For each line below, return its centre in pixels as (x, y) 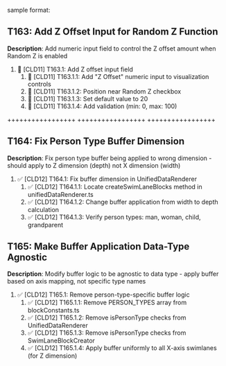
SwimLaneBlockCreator (61, 341)
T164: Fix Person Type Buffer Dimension (96, 141)
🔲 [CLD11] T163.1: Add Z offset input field (75, 69)
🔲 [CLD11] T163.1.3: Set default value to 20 (88, 98)
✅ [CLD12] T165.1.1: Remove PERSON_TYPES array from (107, 303)
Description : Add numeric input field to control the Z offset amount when (112, 49)
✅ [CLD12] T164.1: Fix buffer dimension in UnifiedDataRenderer (107, 179)
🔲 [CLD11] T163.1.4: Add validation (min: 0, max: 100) (102, 106)
